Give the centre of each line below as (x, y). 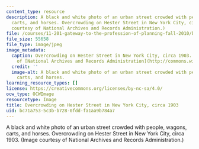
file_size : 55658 (28, 39)
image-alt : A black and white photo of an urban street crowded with (99, 72)
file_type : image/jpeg (34, 45)
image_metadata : (26, 50)
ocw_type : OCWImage (30, 94)
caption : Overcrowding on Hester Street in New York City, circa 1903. (102, 56)
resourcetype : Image (32, 99)
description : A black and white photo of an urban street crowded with (96, 17)
